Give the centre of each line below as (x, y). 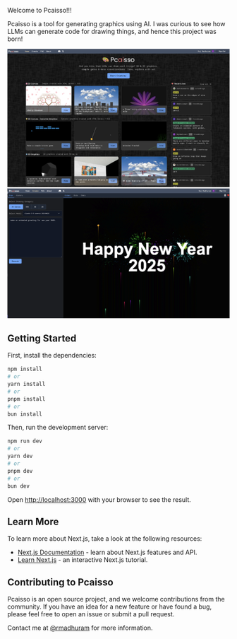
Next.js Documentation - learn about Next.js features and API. (107, 552)
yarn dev (20, 456)
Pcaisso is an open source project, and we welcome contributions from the (116, 599)
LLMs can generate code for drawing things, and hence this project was (112, 31)
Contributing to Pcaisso (61, 582)
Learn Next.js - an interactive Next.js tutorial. (83, 560)
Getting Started (42, 338)
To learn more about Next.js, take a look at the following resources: (105, 539)
